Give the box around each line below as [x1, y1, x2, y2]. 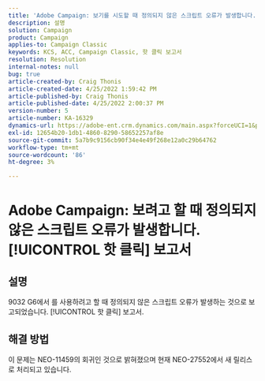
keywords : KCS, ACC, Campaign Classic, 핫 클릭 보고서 [8, 48, 183, 56]
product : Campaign [8, 33, 69, 42]
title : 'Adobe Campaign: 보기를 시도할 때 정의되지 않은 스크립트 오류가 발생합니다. [8, 11, 256, 20]
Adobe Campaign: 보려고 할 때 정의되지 [8, 202, 257, 219]
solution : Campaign [8, 26, 73, 34]
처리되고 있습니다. [16, 364, 72, 374]
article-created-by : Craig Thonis [8, 77, 122, 85]
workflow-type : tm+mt [8, 144, 80, 151]
